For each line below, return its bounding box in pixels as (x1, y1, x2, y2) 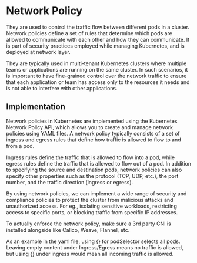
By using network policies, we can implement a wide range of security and (6, 190, 187, 197)
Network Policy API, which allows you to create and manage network (6, 123, 173, 130)
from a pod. (6, 142, 35, 149)
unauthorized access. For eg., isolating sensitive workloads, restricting (6, 203, 178, 210)
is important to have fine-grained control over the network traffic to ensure (6, 72, 187, 79)
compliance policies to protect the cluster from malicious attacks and (6, 196, 173, 203)
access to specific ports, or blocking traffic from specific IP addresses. (6, 208, 178, 215)
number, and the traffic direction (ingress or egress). (6, 178, 133, 186)
